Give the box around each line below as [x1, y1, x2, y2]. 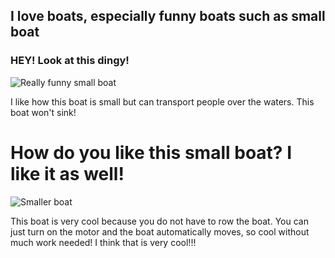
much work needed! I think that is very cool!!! [10, 236, 197, 248]
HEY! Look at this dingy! [10, 54, 130, 68]
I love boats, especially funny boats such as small [10, 8, 326, 25]
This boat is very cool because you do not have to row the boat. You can [10, 215, 309, 227]
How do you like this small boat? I [10, 141, 292, 164]
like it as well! [10, 162, 125, 185]
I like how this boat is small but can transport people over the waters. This [10, 95, 315, 108]
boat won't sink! [10, 106, 77, 118]
